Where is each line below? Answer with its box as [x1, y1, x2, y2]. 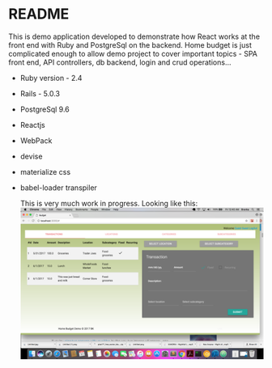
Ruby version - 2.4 [19, 73, 83, 82]
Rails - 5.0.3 [19, 88, 61, 98]
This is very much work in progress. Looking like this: [19, 198, 198, 208]
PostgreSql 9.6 [19, 104, 70, 114]
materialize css [19, 167, 71, 176]
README [8, 5, 70, 23]
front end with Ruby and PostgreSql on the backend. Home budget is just [8, 40, 253, 49]
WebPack [19, 135, 53, 146]
